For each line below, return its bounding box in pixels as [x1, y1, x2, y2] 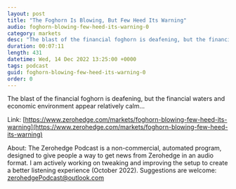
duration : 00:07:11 [7, 43, 65, 50]
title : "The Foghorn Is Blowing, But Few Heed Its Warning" [7, 17, 188, 24]
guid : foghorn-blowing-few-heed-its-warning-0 [7, 69, 146, 76]
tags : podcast [7, 62, 49, 69]
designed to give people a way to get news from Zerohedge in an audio [7, 151, 214, 160]
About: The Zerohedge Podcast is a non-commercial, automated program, [7, 144, 222, 153]
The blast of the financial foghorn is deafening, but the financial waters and [7, 94, 225, 103]
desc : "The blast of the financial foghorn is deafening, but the [7, 36, 206, 43]
